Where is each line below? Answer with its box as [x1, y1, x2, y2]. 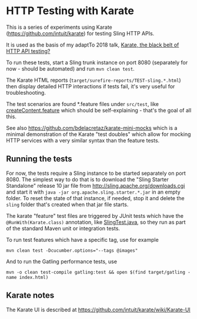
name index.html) [6, 274, 49, 280]
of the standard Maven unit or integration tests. [6, 225, 121, 232]
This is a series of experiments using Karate [6, 24, 113, 31]
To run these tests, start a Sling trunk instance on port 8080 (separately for [6, 59, 188, 66]
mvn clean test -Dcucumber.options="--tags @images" [6, 247, 138, 254]
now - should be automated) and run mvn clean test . [6, 65, 135, 72]
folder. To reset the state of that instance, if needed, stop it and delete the [6, 194, 185, 201]
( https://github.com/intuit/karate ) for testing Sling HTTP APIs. [6, 29, 155, 36]
